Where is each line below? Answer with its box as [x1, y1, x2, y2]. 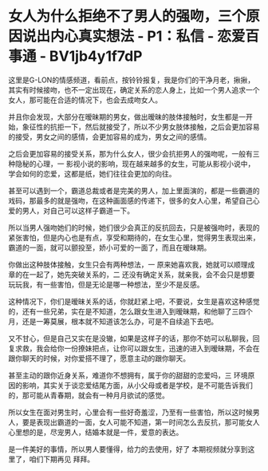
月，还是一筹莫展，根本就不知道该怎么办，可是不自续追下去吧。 [8, 316, 218, 326]
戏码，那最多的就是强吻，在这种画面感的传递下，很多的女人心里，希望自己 [8, 196, 253, 205]
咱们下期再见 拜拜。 [29, 454, 94, 464]
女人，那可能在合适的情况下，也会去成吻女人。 [8, 95, 162, 105]
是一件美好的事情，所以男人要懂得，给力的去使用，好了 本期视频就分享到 [8, 444, 248, 453]
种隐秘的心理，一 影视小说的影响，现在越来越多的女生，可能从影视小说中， [8, 159, 255, 168]
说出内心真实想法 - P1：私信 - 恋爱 [22, 27, 246, 46]
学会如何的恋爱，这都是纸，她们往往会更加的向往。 [8, 168, 176, 178]
